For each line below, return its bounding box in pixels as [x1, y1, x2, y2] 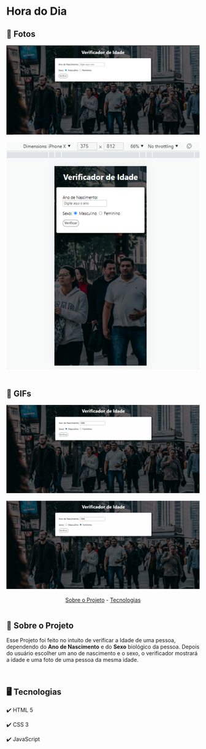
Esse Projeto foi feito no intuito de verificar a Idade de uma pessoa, [6, 637, 176, 644]
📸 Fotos [6, 29, 36, 39]
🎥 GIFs [6, 388, 32, 399]
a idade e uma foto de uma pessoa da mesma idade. [6, 656, 139, 664]
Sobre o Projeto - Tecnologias [65, 596, 141, 604]
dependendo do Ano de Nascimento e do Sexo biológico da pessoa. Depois [6, 643, 200, 651]
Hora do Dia [6, 4, 67, 18]
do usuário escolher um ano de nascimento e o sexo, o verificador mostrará [6, 650, 198, 657]
